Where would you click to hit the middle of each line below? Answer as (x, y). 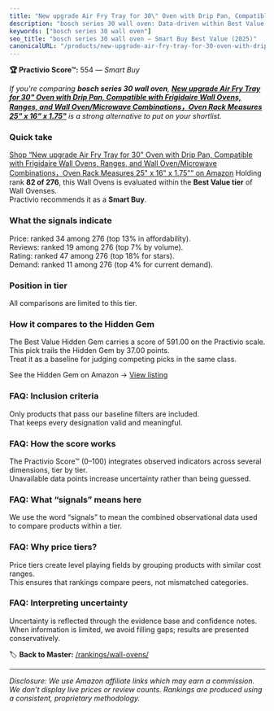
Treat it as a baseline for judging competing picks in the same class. (123, 360)
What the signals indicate (61, 220)
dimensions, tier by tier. (48, 469)
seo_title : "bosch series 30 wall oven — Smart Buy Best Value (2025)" (133, 39)
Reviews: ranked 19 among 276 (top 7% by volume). (96, 247)
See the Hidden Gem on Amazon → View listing (89, 375)
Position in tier (38, 286)
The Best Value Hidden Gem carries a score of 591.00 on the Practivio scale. (137, 342)
